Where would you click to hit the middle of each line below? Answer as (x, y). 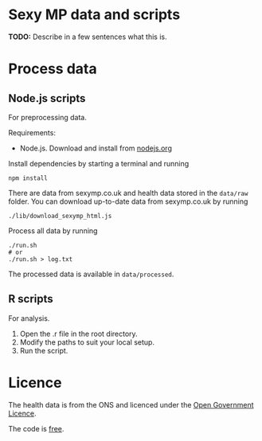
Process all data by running (53, 230)
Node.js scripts (47, 98)
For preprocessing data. (48, 117)
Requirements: (32, 132)
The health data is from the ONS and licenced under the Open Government (131, 404)
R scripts (31, 299)
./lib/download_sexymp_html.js (60, 216)
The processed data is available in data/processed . (91, 274)
